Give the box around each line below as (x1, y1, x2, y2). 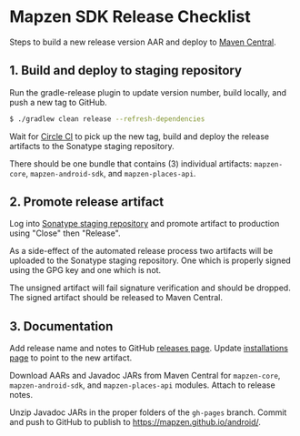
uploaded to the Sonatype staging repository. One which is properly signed (9, 255, 291, 266)
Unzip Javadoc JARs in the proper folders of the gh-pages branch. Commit (9, 407, 287, 418)
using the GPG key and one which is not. (9, 265, 162, 276)
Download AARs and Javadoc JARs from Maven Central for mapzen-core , (9, 370, 281, 381)
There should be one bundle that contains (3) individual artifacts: (9, 157, 253, 169)
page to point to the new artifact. (9, 352, 133, 363)
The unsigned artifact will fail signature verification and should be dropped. (9, 282, 291, 293)
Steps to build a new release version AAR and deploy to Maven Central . (9, 36, 277, 47)
